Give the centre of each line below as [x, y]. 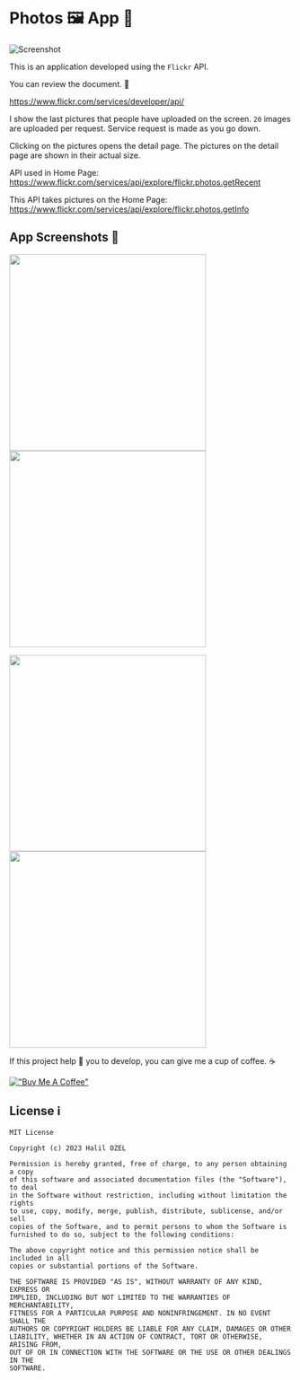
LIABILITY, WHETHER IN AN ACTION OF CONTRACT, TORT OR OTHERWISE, [136, 1336]
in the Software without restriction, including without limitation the [148, 1195]
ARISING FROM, [36, 1344]
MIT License [31, 1132]
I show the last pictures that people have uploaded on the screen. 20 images [150, 119]
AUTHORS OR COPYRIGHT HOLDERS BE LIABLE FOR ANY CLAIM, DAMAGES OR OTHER [150, 1329]
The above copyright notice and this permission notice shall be [134, 1250]
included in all [40, 1258]
